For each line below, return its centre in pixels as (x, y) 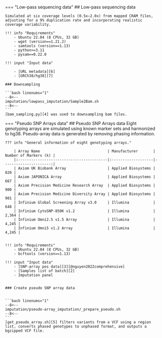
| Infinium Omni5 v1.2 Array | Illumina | (85, 228)
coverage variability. (28, 24)
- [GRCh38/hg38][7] (34, 76)
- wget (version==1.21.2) (40, 42)
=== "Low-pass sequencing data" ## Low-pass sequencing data (70, 7)
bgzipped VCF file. (25, 331)
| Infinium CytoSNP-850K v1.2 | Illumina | (85, 211)
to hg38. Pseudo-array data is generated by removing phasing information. (80, 134)
